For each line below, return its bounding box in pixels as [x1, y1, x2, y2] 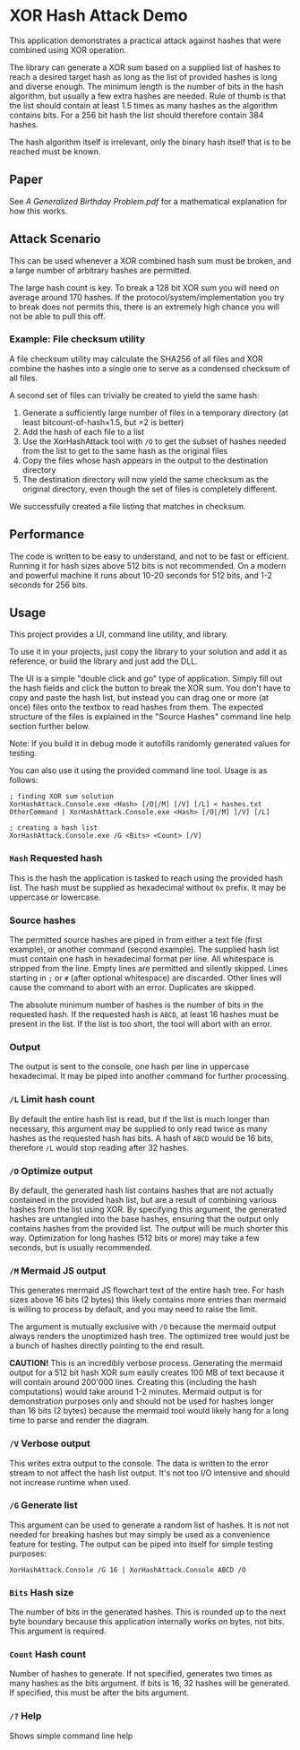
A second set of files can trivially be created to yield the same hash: [9, 389, 260, 400]
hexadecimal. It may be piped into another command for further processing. [9, 1071, 289, 1082]
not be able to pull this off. [9, 310, 106, 321]
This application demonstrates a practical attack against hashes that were [9, 35, 282, 46]
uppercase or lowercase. [9, 892, 101, 902]
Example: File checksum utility [9, 333, 146, 345]
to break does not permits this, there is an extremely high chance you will [9, 301, 280, 312]
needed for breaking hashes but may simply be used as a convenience [9, 1528, 270, 1539]
